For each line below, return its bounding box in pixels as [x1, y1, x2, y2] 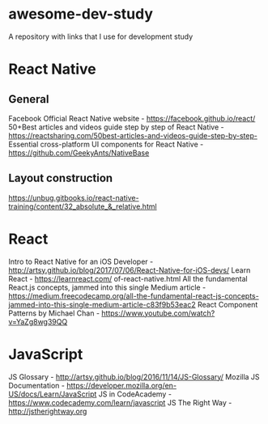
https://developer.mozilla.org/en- [66, 380, 177, 390]
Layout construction [8, 172, 113, 185]
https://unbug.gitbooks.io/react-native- [8, 193, 139, 202]
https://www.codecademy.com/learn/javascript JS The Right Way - [8, 397, 232, 407]
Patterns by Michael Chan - [8, 308, 100, 318]
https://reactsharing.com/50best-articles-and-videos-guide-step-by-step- [8, 130, 257, 140]
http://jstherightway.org [8, 406, 87, 416]
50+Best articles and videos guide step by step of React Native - [8, 122, 224, 132]
